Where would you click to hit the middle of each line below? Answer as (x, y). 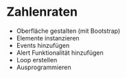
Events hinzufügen (43, 45)
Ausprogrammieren (44, 67)
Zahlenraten (42, 12)
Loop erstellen (37, 60)
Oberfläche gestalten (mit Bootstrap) (68, 31)
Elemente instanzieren (48, 38)
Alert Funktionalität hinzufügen (60, 53)
